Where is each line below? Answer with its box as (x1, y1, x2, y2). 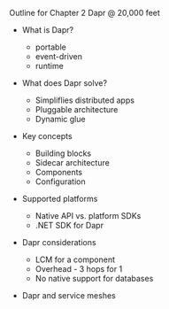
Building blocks (35, 148, 91, 158)
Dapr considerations (21, 237, 96, 247)
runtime (35, 61, 64, 71)
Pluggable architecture (35, 104, 119, 114)
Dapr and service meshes (21, 290, 117, 300)
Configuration (35, 176, 86, 187)
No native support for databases (35, 274, 154, 283)
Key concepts (21, 131, 73, 141)
